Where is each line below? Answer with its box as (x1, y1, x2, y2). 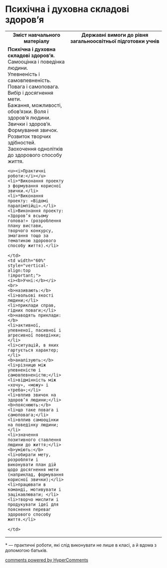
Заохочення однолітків (7, 145, 63, 152)
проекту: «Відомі (7, 198, 49, 204)
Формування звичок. (7, 126, 58, 133)
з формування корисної (7, 183, 61, 189)
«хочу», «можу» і (7, 382, 49, 388)
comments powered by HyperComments (5, 557, 88, 563)
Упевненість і (7, 71, 40, 78)
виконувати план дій (7, 461, 56, 467)
